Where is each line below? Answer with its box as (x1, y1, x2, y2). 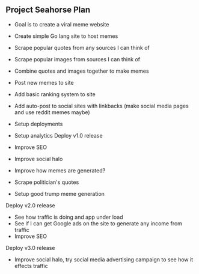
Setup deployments (14, 120, 63, 127)
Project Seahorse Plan (5, 5, 91, 15)
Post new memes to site (14, 79, 74, 86)
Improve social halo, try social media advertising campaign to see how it (14, 255, 194, 263)
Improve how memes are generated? (14, 166, 106, 174)
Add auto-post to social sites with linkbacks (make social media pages (14, 102, 189, 109)
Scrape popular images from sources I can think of (14, 55, 141, 62)
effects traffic (14, 262, 49, 269)
